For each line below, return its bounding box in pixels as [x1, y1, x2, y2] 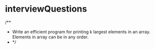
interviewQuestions [5, 3, 87, 15]
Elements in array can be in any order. [12, 34, 89, 40]
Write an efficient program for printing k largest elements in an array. [12, 29, 151, 34]
